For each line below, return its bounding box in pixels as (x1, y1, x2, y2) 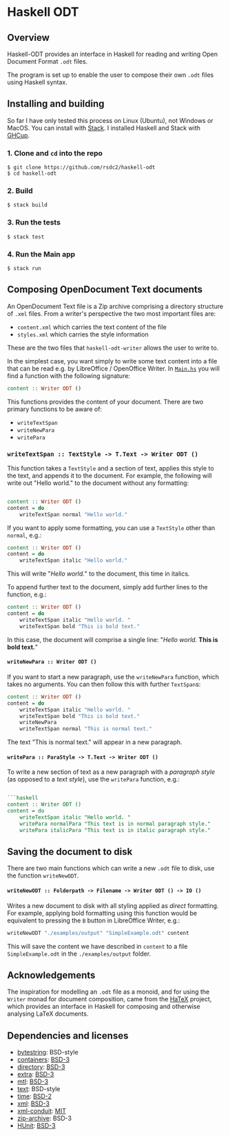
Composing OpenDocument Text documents (7, 284, 203, 296)
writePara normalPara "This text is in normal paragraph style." (19, 820, 211, 827)
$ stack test (7, 233, 45, 240)
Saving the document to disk (7, 846, 133, 858)
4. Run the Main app (7, 249, 76, 259)
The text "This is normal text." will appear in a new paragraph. (7, 738, 182, 746)
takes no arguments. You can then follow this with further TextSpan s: (7, 680, 201, 688)
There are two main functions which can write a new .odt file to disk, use (7, 864, 215, 873)
